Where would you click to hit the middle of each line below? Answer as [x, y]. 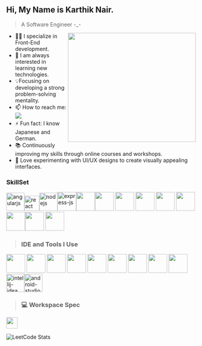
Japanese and [32, 132]
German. [26, 138]
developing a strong [40, 87]
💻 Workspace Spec [50, 305]
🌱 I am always [32, 55]
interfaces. [28, 166]
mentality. [27, 100]
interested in [30, 61]
